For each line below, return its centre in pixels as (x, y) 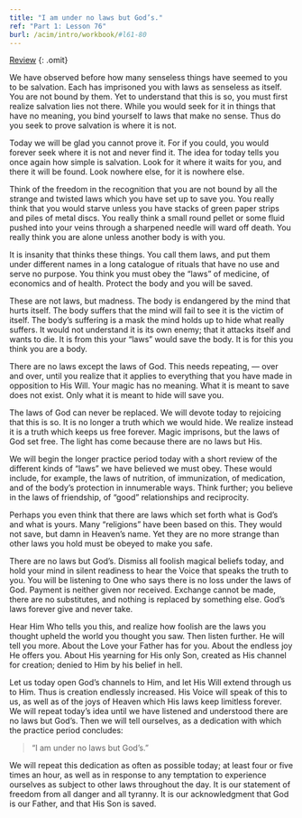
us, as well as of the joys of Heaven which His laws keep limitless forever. (146, 702)
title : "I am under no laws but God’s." (87, 18)
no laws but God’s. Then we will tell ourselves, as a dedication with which (146, 721)
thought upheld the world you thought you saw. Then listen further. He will (147, 637)
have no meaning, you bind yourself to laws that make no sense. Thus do (145, 116)
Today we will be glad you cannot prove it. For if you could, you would (139, 143)
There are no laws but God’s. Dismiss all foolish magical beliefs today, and (147, 562)
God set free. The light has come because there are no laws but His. (136, 442)
